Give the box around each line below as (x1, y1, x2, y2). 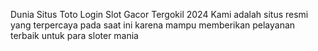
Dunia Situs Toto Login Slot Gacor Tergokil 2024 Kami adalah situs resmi (10, 9, 309, 20)
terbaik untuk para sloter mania (10, 30, 139, 41)
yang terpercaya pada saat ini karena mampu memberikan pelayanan (10, 19, 296, 31)
